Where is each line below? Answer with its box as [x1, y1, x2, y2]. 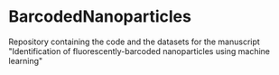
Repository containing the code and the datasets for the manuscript [8, 36, 261, 47]
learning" [8, 55, 43, 66]
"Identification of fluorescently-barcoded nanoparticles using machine [8, 45, 271, 56]
